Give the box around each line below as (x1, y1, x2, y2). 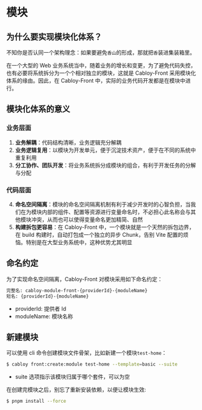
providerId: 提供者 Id (15, 305, 67, 312)
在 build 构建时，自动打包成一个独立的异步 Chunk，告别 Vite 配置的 (15, 231, 184, 238)
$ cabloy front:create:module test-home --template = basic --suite (6, 361, 178, 367)
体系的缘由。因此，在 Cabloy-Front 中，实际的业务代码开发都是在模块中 (6, 77, 186, 84)
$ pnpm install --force (6, 398, 67, 405)
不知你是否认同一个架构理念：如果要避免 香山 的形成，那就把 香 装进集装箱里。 (6, 49, 195, 56)
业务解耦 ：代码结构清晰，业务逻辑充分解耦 (15, 138, 122, 146)
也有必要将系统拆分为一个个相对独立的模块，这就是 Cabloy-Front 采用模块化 (6, 69, 196, 77)
